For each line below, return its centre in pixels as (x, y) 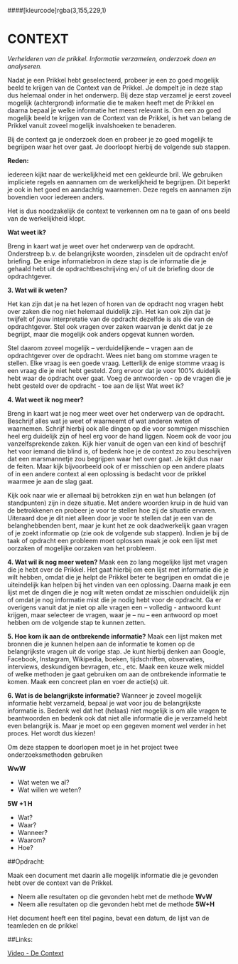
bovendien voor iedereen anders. (56, 197)
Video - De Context (36, 953)
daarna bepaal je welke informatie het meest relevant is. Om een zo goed (114, 110)
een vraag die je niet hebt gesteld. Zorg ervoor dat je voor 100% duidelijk (114, 370)
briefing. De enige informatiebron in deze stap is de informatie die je (107, 261)
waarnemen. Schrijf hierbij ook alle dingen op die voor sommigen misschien (118, 428)
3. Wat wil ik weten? (37, 290)
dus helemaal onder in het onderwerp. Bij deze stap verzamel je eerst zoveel (119, 95)
